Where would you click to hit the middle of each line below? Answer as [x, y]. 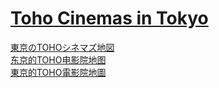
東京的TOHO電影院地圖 [58, 72]
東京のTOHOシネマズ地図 [62, 47]
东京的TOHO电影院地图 [58, 59]
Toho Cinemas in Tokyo [109, 18]
